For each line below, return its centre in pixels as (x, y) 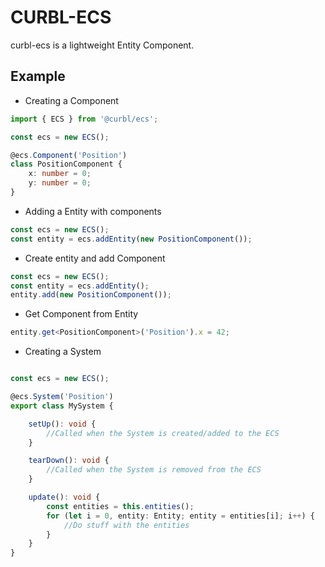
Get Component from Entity (81, 314)
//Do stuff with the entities (126, 525)
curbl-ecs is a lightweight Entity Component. (102, 45)
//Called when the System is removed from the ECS (154, 470)
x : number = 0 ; (60, 174)
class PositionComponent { (66, 164)
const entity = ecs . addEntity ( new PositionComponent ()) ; (131, 239)
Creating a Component (71, 100)
